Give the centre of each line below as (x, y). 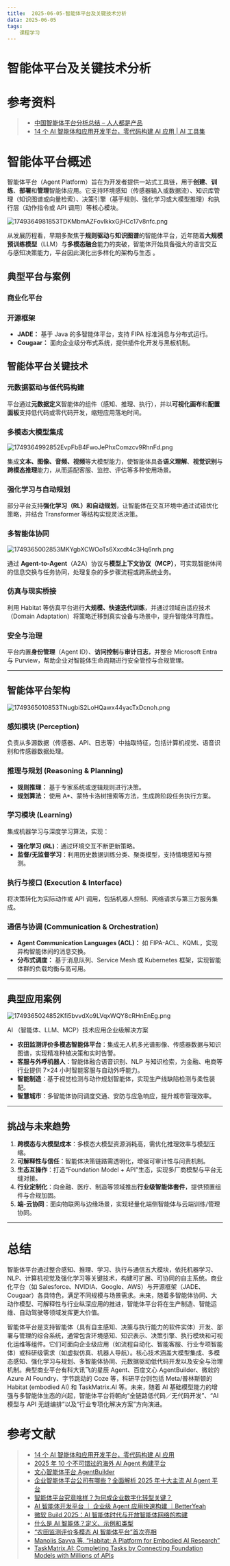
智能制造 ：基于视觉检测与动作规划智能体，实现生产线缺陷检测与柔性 (113, 1079)
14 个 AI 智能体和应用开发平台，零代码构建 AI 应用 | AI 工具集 (119, 132)
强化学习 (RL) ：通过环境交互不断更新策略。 (78, 846)
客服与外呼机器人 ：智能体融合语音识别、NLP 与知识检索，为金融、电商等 (120, 1062)
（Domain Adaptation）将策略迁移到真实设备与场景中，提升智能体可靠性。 (112, 616)
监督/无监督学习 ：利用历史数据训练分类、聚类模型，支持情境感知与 (111, 854)
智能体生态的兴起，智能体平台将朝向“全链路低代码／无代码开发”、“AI (122, 1395)
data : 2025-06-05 (32, 20)
